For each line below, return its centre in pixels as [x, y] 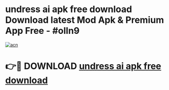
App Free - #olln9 [42, 31]
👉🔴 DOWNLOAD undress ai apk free [83, 66]
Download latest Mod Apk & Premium [84, 20]
